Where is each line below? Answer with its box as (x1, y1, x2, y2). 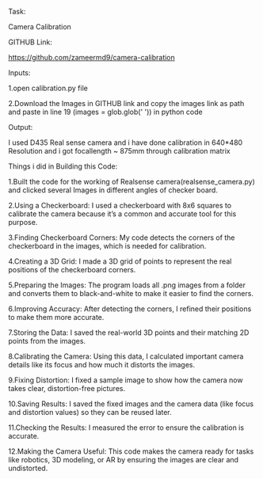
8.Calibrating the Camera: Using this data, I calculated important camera (8, 352, 244, 361)
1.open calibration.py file (8, 83, 89, 93)
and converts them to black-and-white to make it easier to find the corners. (8, 289, 253, 298)
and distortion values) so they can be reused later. (8, 408, 172, 416)
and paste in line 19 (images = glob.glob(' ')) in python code (8, 107, 204, 116)
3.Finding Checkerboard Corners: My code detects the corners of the (8, 233, 235, 242)
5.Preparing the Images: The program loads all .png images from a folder (8, 280, 246, 290)
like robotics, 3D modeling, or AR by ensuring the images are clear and (8, 455, 239, 464)
